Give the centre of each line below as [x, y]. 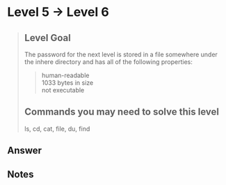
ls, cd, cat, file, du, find [57, 129]
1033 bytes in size [67, 83]
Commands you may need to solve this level [121, 112]
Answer [25, 151]
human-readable [65, 75]
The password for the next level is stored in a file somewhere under [121, 54]
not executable [63, 90]
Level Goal [47, 38]
